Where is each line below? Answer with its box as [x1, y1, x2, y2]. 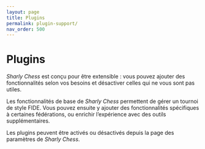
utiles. [6, 86, 22, 93]
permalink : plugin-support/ [6, 20, 78, 26]
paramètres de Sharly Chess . [6, 136, 80, 143]
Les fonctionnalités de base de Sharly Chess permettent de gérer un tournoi [6, 97, 199, 105]
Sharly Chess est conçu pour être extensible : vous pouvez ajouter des [6, 73, 185, 80]
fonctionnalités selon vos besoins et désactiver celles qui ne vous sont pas [6, 79, 195, 86]
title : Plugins [6, 15, 45, 21]
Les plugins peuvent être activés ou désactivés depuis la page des [6, 129, 174, 137]
